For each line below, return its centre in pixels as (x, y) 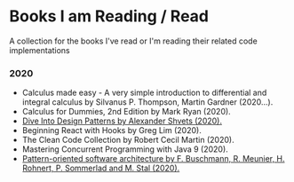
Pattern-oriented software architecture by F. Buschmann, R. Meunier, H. (153, 159)
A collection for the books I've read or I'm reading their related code (133, 41)
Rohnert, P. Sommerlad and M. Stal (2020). (101, 168)
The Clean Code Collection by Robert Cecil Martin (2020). (128, 140)
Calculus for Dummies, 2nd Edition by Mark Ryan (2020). (126, 112)
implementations (40, 50)
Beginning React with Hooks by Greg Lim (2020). (111, 131)
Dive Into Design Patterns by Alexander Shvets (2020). (122, 121)
